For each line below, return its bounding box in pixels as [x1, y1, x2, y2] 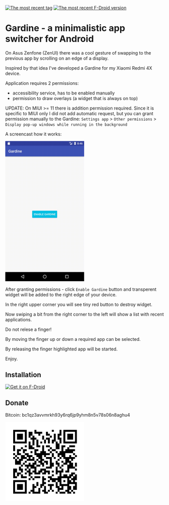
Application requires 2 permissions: [5, 80, 79, 86]
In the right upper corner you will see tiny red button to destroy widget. [5, 301, 153, 308]
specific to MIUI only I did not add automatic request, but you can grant [5, 110, 154, 116]
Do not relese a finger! [5, 326, 52, 333]
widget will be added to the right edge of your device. [5, 292, 117, 298]
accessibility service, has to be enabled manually [12, 90, 115, 96]
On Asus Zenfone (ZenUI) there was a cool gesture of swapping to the [5, 49, 151, 56]
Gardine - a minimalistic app [5, 23, 125, 34]
